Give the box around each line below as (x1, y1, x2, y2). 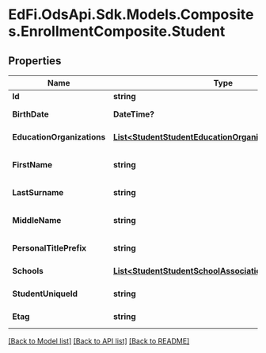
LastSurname (12, 187, 64, 198)
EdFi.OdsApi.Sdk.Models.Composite (8, 6, 254, 24)
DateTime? (113, 109, 155, 120)
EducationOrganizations (12, 132, 106, 142)
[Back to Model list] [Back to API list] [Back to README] (8, 336, 190, 346)
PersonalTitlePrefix (12, 243, 87, 253)
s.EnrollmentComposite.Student (8, 22, 226, 40)
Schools (12, 266, 44, 276)
